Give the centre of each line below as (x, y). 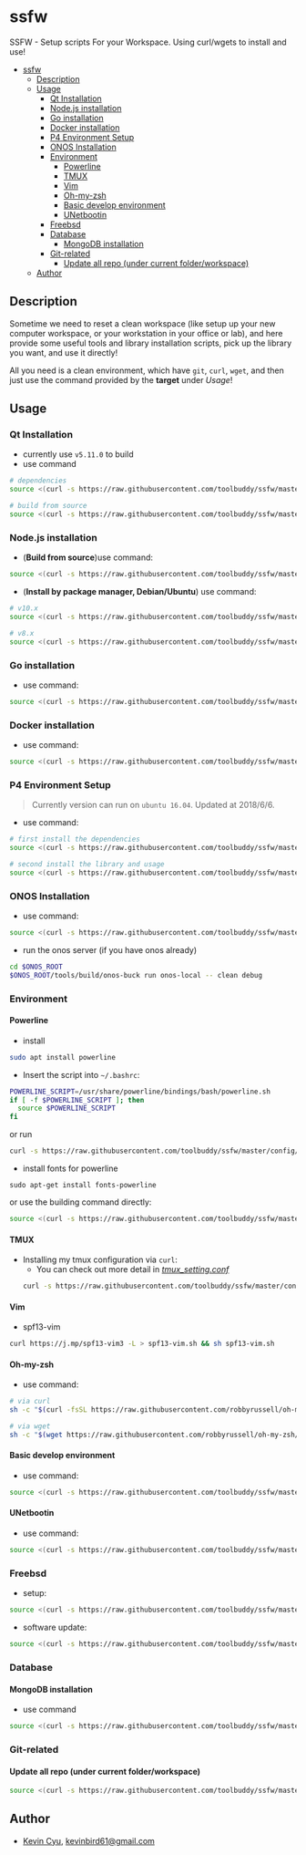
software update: (55, 1627)
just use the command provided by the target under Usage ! (121, 379)
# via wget (30, 1426)
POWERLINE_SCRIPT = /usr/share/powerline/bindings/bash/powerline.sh (140, 1092)
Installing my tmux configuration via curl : (100, 1259)
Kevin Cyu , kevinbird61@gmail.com (88, 1840)
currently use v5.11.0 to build (78, 454)
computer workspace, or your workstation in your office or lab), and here (146, 333)
